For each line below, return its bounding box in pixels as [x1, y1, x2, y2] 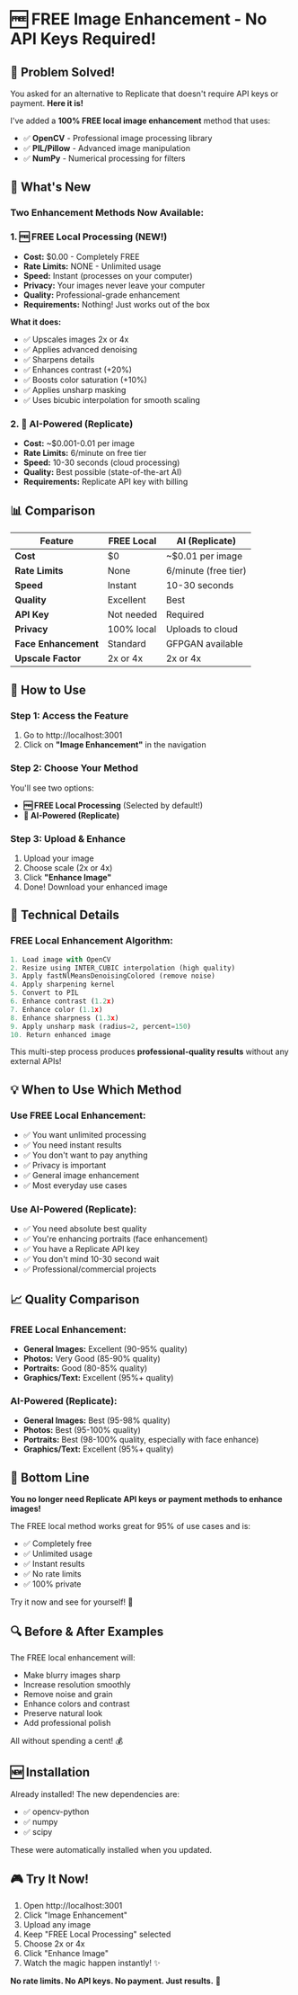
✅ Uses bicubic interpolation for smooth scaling [22, 394, 201, 405]
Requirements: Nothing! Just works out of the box [22, 299, 210, 309]
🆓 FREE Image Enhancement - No [10, 9, 267, 30]
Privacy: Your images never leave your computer [22, 280, 206, 291]
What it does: [10, 316, 62, 327]
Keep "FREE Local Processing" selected [22, 1928, 171, 1939]
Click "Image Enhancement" [22, 1910, 128, 1920]
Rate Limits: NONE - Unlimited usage [22, 261, 162, 272]
